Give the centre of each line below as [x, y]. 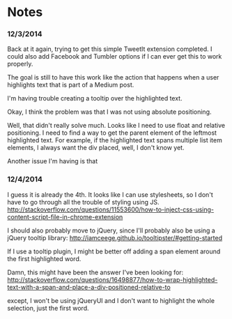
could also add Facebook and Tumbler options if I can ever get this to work [115, 57]
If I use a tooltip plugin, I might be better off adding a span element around [114, 251]
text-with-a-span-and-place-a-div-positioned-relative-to [89, 287]
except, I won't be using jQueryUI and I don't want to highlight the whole [111, 300]
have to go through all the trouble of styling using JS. [83, 202]
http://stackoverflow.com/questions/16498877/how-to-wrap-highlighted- [113, 279]
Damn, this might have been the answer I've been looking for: [95, 272]
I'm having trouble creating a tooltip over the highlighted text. [95, 98]
